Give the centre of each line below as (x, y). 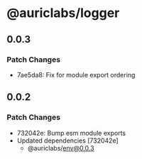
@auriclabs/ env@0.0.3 (61, 148)
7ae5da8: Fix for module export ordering (76, 75)
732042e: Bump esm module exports (71, 133)
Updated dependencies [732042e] (67, 141)
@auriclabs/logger (63, 13)
